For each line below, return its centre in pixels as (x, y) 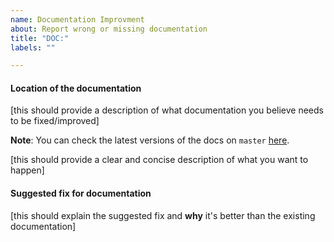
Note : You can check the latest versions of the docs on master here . (150, 140)
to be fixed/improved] (55, 121)
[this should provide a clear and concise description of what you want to (159, 160)
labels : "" (33, 47)
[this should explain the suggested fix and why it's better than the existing (163, 215)
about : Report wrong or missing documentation (109, 29)
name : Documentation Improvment (77, 19)
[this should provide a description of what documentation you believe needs (167, 110)
